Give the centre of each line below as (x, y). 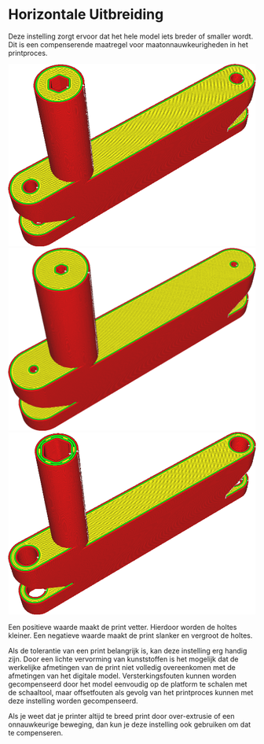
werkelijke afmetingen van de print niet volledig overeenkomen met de (122, 667)
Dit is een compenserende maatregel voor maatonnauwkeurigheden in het (128, 44)
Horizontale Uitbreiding (86, 15)
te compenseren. (36, 732)
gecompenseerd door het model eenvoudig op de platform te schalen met (128, 684)
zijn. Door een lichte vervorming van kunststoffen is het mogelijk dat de (123, 659)
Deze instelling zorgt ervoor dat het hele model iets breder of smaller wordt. (131, 36)
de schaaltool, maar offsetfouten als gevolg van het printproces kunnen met (131, 692)
